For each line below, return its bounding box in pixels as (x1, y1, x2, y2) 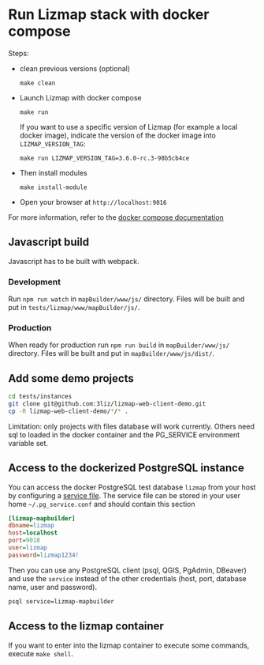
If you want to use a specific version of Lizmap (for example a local (19, 122, 238, 131)
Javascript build (8, 236, 89, 249)
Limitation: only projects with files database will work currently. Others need (8, 421, 255, 431)
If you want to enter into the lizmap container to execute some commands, (8, 640, 250, 650)
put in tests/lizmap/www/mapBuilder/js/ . (8, 303, 140, 312)
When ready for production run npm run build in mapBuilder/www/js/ (8, 340, 230, 350)
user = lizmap (8, 544, 47, 552)
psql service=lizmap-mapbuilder (8, 597, 114, 606)
